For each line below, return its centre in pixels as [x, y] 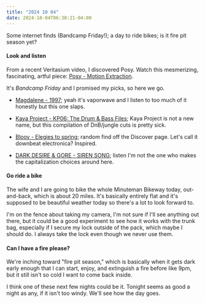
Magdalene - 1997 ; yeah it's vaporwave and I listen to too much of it [101, 100]
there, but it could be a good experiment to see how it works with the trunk [101, 221]
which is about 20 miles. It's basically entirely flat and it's [106, 196]
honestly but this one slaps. [50, 106]
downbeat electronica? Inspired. [56, 143]
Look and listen [26, 56]
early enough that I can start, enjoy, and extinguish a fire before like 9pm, [99, 269]
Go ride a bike [24, 176]
